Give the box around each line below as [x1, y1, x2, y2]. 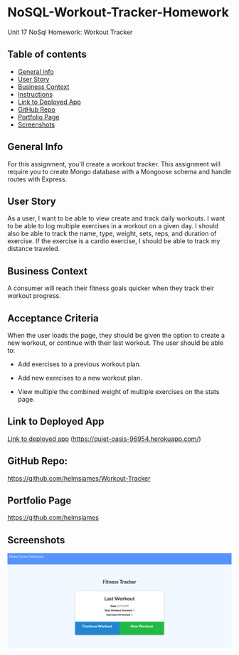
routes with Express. [7, 175, 68, 183]
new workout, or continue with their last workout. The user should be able [7, 339, 224, 347]
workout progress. [7, 292, 62, 300]
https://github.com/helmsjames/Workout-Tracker [7, 474, 151, 482]
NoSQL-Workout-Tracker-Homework [7, 4, 229, 21]
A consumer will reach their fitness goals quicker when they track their [7, 284, 215, 292]
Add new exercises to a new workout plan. [17, 374, 142, 382]
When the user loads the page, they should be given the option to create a [7, 331, 225, 339]
